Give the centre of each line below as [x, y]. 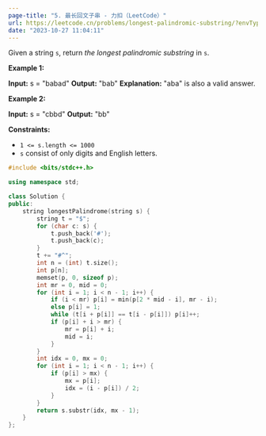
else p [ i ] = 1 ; [76, 307]
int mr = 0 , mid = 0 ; [72, 285]
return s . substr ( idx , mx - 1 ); [88, 410]
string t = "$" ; [63, 219]
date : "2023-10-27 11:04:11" [56, 30]
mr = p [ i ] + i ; [89, 329]
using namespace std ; [44, 182]
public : [21, 204]
